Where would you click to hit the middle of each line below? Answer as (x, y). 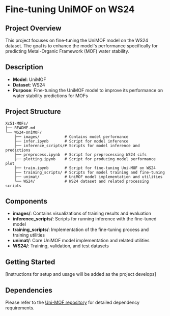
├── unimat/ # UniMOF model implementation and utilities (89, 177)
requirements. (20, 308)
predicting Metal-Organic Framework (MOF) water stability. (67, 51)
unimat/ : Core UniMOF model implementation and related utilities (81, 241)
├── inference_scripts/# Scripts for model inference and (77, 146)
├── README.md (20, 128)
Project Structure (33, 112)
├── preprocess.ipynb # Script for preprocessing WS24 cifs (80, 154)
